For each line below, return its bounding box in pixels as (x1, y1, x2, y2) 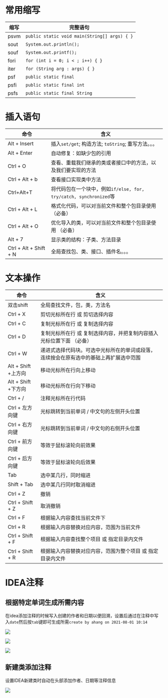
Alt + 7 (7, 236, 23, 243)
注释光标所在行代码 (40, 395, 86, 402)
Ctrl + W (7, 350, 27, 357)
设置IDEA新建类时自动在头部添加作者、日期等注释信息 (5, 677, 116, 683)
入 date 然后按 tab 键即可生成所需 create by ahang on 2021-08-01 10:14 (5, 619, 147, 625)
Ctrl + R (7, 523, 26, 530)
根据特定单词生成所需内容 (5, 598, 84, 607)
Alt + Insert (7, 140, 34, 147)
